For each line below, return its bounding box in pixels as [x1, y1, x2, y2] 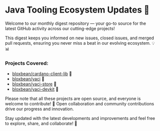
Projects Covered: [5, 60, 48, 66]
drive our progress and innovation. [5, 106, 74, 112]
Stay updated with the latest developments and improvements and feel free [5, 115, 155, 121]
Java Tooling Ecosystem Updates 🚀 [5, 4, 150, 16]
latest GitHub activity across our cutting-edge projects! [5, 25, 115, 31]
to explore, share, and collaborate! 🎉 [5, 121, 78, 127]
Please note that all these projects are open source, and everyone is [5, 96, 141, 101]
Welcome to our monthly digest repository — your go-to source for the [5, 20, 146, 26]
